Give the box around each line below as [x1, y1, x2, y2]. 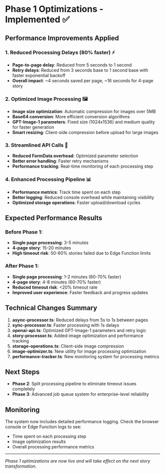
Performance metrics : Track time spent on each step [12, 189, 121, 195]
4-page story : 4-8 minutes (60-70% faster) [12, 279, 101, 285]
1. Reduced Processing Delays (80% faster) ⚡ [5, 49, 115, 56]
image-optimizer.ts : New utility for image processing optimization [12, 348, 146, 354]
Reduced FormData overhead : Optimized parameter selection [12, 153, 138, 159]
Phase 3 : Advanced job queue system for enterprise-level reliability [12, 391, 149, 397]
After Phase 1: [5, 263, 39, 270]
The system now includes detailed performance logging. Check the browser [5, 419, 159, 425]
